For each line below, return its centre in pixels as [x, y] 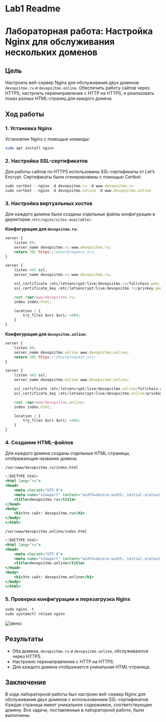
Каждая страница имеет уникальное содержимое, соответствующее [79, 705]
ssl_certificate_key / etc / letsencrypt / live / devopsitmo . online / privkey [88, 393]
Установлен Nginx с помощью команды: [47, 139]
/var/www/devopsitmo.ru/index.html [42, 468]
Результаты [24, 639]
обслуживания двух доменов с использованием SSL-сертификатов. [77, 700]
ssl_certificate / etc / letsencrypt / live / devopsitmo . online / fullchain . [87, 389]
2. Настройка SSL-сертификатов [46, 161]
